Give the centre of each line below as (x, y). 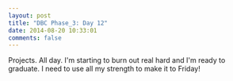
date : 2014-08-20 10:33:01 (53, 30)
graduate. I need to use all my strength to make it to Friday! (104, 69)
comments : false (35, 38)
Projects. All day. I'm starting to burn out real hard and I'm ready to (117, 60)
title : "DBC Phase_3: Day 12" (58, 23)
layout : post (30, 15)
